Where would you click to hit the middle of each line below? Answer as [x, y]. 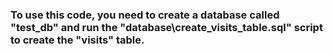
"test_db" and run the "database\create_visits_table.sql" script [166, 27]
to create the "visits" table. [77, 40]
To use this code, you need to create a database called [145, 15]
